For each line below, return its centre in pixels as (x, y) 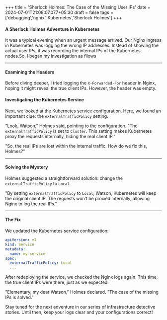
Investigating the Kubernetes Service (44, 100)
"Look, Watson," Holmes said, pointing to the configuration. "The (71, 126)
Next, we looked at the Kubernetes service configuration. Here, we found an (83, 111)
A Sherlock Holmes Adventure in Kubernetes (52, 29)
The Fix (13, 220)
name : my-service (28, 254)
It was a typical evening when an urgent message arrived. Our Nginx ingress (83, 40)
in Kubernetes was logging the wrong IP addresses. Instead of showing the (82, 45)
